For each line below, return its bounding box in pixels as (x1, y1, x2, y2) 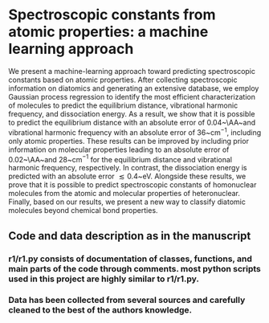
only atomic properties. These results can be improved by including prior (8, 136, 249, 145)
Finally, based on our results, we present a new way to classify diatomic (8, 197, 247, 206)
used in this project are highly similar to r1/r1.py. (8, 273, 199, 284)
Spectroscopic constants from (8, 6, 216, 24)
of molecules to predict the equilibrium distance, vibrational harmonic (8, 100, 238, 110)
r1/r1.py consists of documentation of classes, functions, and (8, 253, 253, 264)
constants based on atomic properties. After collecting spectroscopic (8, 75, 238, 84)
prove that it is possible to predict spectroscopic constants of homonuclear (8, 180, 257, 190)
